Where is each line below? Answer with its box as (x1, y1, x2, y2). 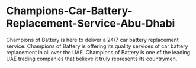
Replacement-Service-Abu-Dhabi (6, 17, 175, 30)
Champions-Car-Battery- (6, 4, 133, 18)
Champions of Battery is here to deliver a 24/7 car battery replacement (6, 36, 179, 43)
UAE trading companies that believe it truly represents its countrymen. (6, 55, 178, 62)
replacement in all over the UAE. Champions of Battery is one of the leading (6, 48, 191, 56)
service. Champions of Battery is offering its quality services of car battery (6, 43, 188, 50)
